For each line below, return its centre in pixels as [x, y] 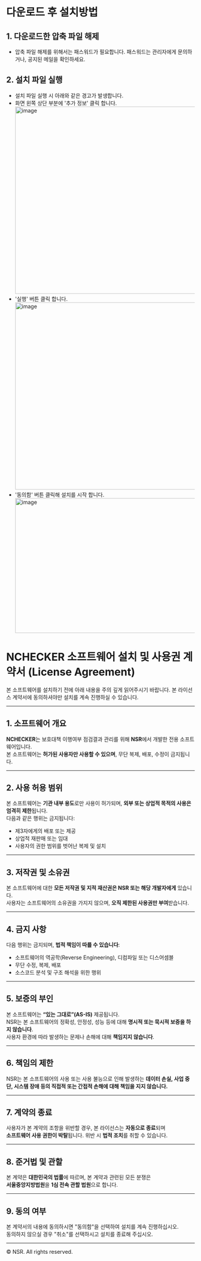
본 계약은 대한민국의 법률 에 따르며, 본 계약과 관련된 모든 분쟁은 [79, 1177]
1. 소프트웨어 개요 [36, 723]
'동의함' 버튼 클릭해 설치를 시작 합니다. [60, 494]
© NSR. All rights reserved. [39, 1252]
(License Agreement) [82, 672]
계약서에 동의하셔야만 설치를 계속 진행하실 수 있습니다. [75, 697]
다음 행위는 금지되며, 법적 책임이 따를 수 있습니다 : [63, 945]
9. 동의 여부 [26, 1211]
